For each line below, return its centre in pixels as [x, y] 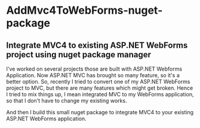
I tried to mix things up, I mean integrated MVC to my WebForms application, [100, 94]
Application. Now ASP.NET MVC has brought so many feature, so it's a [93, 75]
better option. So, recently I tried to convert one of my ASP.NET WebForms [98, 82]
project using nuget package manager [79, 54]
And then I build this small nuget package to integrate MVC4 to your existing [100, 112]
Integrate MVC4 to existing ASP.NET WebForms [97, 45]
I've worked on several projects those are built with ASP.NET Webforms [94, 69]
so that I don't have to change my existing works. [67, 100]
